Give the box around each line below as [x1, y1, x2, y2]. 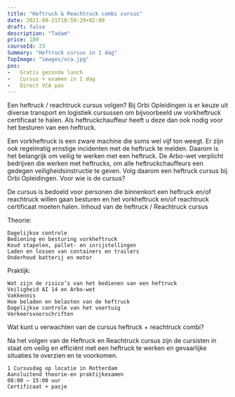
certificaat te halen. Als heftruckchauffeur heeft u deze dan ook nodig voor [7, 116, 223, 125]
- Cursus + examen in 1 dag [7, 75, 96, 83]
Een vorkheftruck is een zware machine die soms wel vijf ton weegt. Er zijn [7, 137, 224, 146]
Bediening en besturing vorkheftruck [7, 236, 118, 243]
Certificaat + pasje [7, 383, 68, 391]
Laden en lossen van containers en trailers [7, 248, 140, 256]
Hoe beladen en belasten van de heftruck [7, 298, 130, 305]
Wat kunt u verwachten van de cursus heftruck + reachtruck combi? [7, 323, 205, 331]
